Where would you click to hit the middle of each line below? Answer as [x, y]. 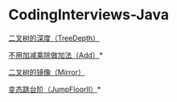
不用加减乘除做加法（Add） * [56, 55]
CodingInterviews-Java [88, 15]
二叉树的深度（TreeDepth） [54, 38]
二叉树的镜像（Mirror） [47, 72]
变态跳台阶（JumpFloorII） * [55, 89]
